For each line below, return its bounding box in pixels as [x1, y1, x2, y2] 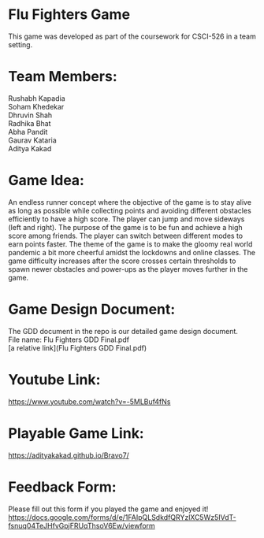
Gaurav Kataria [8, 135, 57, 145]
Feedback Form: [8, 478, 117, 495]
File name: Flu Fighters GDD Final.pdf [8, 335, 130, 344]
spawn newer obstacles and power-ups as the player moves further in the [8, 264, 248, 273]
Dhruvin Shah [8, 110, 53, 120]
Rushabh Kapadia [8, 93, 65, 103]
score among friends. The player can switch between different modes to [8, 231, 244, 240]
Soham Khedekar [8, 102, 65, 111]
